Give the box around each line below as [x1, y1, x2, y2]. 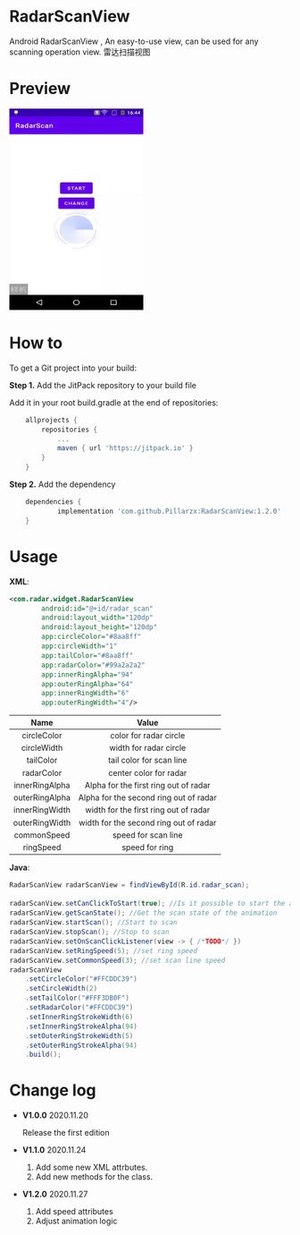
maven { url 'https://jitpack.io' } [56, 444, 194, 453]
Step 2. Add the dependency [9, 479, 116, 490]
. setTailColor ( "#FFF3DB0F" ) [25, 993, 129, 1003]
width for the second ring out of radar [79, 817, 217, 828]
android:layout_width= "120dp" [41, 613, 154, 623]
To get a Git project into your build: [9, 362, 137, 373]
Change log [9, 1080, 96, 1101]
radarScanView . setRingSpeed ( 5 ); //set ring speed [9, 946, 198, 955]
